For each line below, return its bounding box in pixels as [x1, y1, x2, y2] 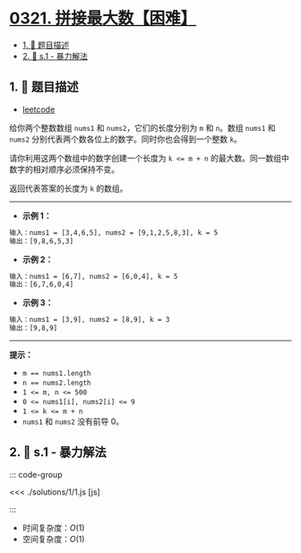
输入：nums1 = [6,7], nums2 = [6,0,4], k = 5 [9, 272, 178, 281]
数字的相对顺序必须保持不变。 [9, 163, 119, 175]
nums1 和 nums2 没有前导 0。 [21, 416, 124, 427]
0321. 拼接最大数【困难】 [9, 8, 197, 29]
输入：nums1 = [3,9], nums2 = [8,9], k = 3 [9, 315, 170, 324]
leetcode [21, 104, 56, 115]
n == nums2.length [21, 378, 91, 387]
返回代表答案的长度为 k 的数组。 [9, 183, 128, 194]
